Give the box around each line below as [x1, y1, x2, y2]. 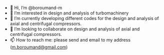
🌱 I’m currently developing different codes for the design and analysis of [9, 15, 159, 21]
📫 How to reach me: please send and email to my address [9, 37, 131, 42]
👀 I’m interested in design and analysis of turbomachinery [9, 10, 129, 16]
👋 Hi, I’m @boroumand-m [9, 5, 62, 10]
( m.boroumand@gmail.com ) [9, 44, 68, 50]
